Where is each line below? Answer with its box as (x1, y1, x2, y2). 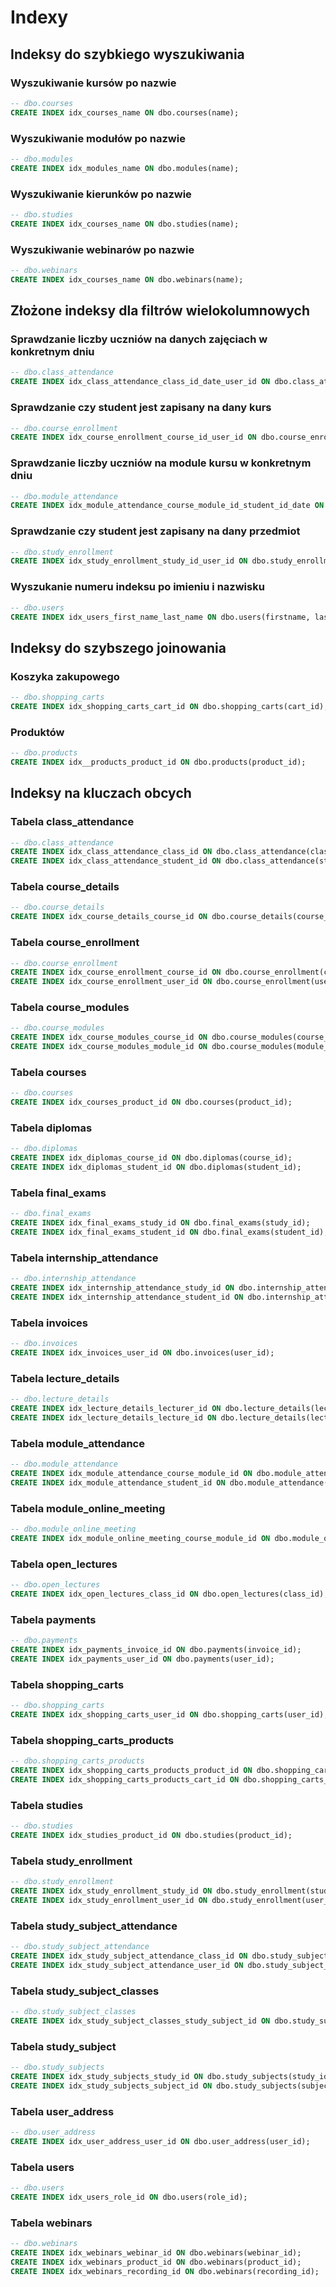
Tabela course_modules (10, 1001, 130, 1015)
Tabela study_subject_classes (10, 1984, 160, 1998)
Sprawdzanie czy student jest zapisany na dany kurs (10, 401, 272, 415)
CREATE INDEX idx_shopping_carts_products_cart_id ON (10, 1774, 240, 1785)
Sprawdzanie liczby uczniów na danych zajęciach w (10, 332, 268, 346)
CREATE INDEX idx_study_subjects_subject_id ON (10, 2081, 213, 2091)
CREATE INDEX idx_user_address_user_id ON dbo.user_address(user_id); (10, 2136, 311, 2146)
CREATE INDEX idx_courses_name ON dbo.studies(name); (10, 219, 240, 229)
